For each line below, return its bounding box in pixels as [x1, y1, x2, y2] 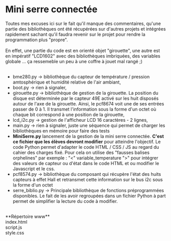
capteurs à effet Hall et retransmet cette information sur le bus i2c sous [12, 176, 163, 182]
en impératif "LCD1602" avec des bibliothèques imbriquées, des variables [5, 52, 161, 59]
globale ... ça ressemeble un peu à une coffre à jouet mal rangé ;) [5, 58, 143, 64]
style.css [5, 229, 25, 235]
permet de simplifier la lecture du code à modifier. [12, 198, 118, 204]
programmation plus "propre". [5, 37, 68, 43]
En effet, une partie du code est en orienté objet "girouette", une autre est [5, 47, 160, 53]
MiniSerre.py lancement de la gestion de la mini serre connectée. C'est [12, 133, 164, 139]
